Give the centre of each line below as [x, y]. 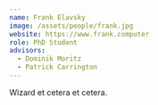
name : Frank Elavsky [48, 17]
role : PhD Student [43, 42]
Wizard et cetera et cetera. [58, 92]
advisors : [28, 51]
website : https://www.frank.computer [79, 34]
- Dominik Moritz [50, 59]
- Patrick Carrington [58, 68]
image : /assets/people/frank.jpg [71, 26]
